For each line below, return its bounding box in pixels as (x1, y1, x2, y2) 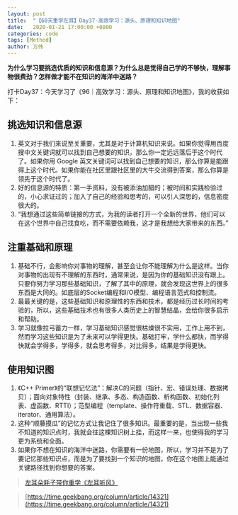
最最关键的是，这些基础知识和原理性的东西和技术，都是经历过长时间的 (17, 296, 223, 305)
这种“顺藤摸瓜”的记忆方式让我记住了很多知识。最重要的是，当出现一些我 (17, 419, 229, 428)
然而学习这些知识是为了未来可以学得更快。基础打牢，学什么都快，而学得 (17, 332, 229, 340)
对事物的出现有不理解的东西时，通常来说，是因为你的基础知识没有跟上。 (17, 270, 229, 279)
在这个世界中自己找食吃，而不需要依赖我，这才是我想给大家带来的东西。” (17, 219, 229, 227)
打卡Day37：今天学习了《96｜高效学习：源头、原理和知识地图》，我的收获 (7, 88, 223, 96)
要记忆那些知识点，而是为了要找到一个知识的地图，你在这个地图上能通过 (17, 454, 229, 463)
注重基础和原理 (7, 241, 73, 253)
